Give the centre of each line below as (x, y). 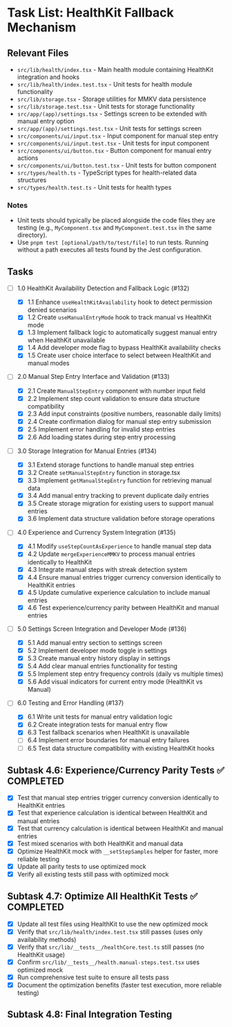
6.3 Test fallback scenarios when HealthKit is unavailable (108, 733)
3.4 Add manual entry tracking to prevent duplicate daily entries (118, 496)
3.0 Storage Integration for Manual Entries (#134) (87, 451)
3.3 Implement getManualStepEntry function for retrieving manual (119, 481)
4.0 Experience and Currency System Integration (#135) (96, 533)
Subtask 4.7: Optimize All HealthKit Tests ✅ (103, 896)
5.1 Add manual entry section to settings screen (95, 643)
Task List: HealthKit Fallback (90, 13)
